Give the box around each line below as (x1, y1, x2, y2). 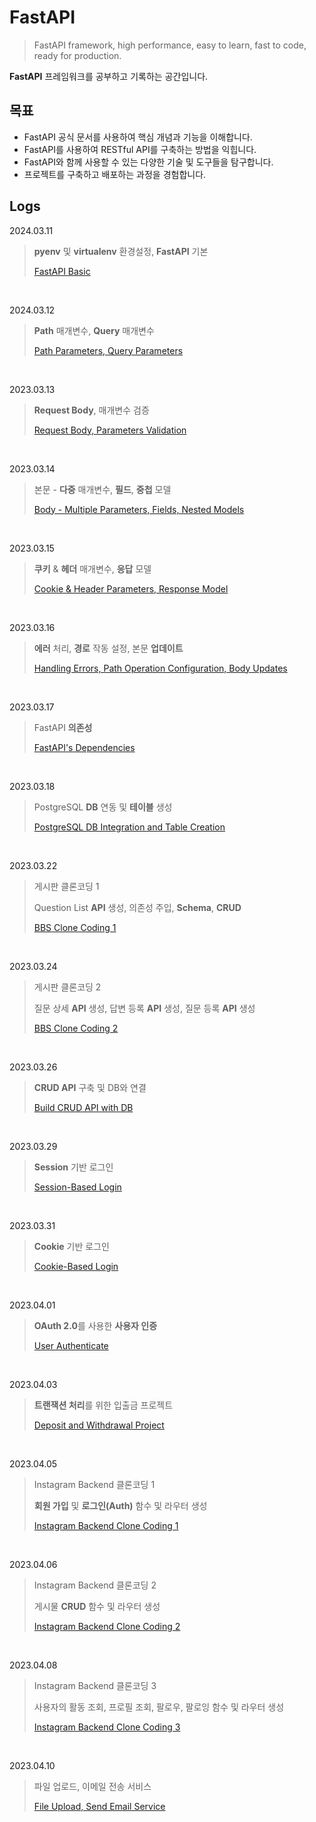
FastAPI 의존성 (33, 721, 93, 733)
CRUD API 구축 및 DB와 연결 (33, 1081, 147, 1093)
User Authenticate (33, 1339, 109, 1351)
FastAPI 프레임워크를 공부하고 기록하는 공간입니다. (9, 70, 209, 82)
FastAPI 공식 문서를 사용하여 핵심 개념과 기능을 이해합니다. (23, 131, 253, 143)
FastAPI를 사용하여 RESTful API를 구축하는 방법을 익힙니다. (23, 143, 257, 155)
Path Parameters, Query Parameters (33, 344, 184, 356)
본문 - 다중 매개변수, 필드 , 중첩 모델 (33, 483, 172, 495)
